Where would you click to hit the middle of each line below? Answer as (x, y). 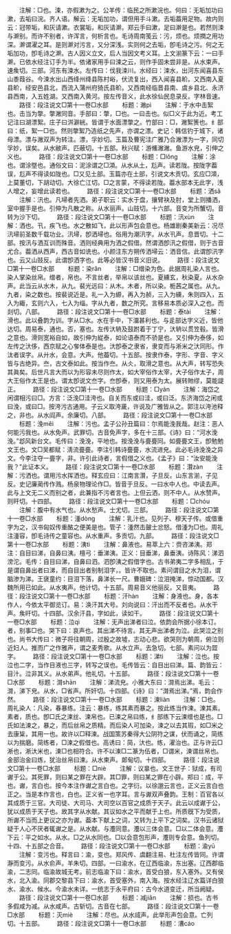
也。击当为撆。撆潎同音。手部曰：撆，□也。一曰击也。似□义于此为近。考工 (115, 113)
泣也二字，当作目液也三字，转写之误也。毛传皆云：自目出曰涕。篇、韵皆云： (115, 665)
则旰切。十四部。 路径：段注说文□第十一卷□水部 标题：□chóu (109, 501)
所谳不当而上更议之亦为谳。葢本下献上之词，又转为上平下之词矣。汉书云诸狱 (115, 820)
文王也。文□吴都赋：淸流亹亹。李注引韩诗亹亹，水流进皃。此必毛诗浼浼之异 (115, 449)
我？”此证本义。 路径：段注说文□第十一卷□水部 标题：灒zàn (105, 467)
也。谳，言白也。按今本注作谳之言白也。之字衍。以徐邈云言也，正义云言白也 (115, 785)
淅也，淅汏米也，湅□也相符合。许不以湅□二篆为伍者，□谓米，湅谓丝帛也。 (115, 751)
